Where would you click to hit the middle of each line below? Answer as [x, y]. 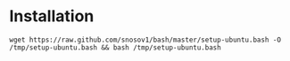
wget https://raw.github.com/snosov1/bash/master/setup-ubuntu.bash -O [145, 40]
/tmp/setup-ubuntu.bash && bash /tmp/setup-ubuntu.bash [115, 47]
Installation [52, 16]
